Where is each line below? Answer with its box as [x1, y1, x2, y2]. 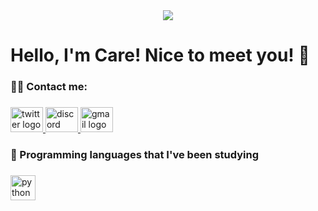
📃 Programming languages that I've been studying [10, 147, 260, 161]
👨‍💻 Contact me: [10, 80, 88, 94]
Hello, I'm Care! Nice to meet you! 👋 [10, 44, 310, 67]
